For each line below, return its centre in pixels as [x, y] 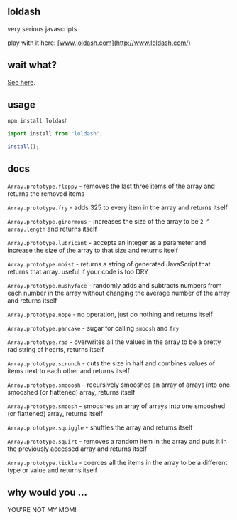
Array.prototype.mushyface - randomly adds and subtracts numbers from [115, 285]
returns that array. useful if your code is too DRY [78, 271]
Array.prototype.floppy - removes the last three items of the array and [111, 186]
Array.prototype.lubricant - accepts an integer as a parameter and [107, 242]
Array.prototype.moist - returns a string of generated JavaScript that [109, 264]
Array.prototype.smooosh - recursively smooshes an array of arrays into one [119, 385]
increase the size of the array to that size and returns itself [93, 250]
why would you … [47, 493]
